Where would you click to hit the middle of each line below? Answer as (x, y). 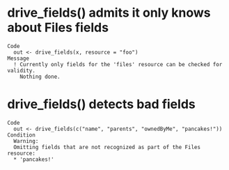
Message (18, 58)
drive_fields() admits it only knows (109, 13)
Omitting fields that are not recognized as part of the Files (107, 147)
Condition (22, 135)
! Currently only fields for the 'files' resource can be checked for (118, 64)
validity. (22, 70)
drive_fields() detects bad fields (102, 104)
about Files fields (58, 28)
